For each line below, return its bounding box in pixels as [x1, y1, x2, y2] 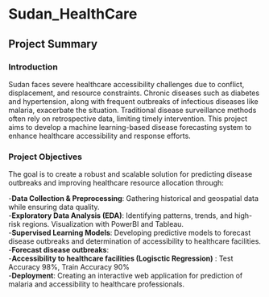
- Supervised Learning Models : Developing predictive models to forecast [8, 228, 251, 238]
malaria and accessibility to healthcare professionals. [8, 279, 185, 289]
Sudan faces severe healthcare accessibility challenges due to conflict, [8, 79, 245, 89]
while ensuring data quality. [8, 203, 100, 212]
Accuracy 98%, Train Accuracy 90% [8, 262, 130, 272]
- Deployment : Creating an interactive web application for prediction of [8, 271, 243, 281]
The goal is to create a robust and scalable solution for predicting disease [8, 169, 253, 179]
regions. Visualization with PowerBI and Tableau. [22, 220, 184, 229]
